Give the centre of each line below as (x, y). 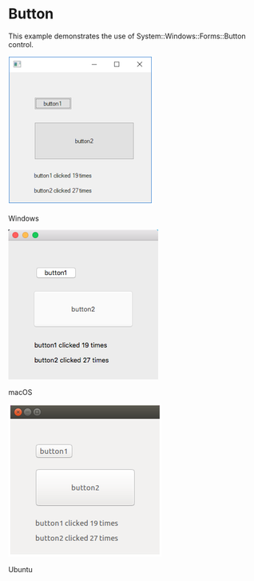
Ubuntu (21, 569)
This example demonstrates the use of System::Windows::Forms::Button (127, 36)
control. (21, 44)
